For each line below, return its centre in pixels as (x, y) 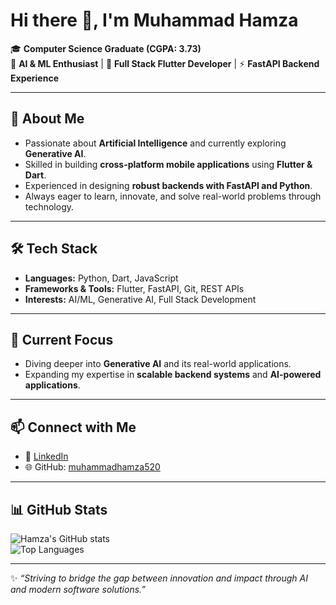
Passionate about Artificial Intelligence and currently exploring (155, 143)
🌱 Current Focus (62, 339)
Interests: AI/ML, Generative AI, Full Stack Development (140, 299)
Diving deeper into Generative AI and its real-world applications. (158, 364)
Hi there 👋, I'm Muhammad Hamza (154, 20)
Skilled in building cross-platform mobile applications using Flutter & (168, 164)
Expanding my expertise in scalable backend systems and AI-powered (173, 375)
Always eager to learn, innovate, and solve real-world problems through (173, 196)
